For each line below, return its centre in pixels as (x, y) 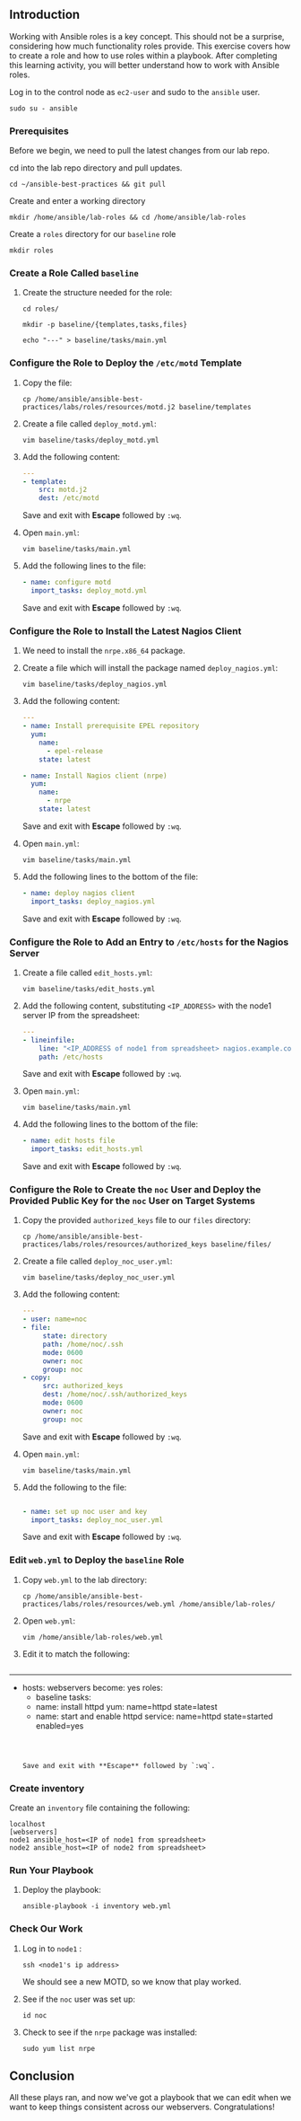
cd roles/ (41, 309)
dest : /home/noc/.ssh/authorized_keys (115, 1395)
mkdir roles (31, 251)
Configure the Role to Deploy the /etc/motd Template (125, 363)
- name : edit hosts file (69, 1141)
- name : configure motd (67, 583)
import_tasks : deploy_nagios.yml (93, 902)
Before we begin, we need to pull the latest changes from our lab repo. (140, 151)
